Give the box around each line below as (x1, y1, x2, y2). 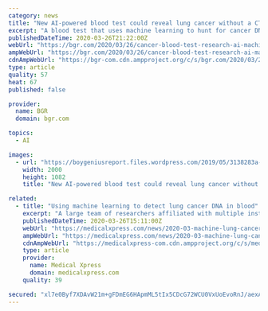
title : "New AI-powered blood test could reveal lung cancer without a (8, 19, 251, 27)
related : (8, 195, 37, 203)
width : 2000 (22, 165, 62, 173)
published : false (8, 85, 66, 94)
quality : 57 (8, 71, 48, 79)
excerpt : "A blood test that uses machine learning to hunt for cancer (8, 26, 251, 34)
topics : (8, 129, 34, 138)
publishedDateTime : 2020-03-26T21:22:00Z (8, 33, 148, 42)
